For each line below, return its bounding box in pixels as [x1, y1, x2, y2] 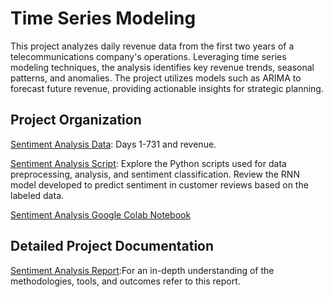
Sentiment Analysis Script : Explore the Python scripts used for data [10, 157, 287, 169]
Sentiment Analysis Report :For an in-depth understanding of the [10, 264, 275, 276]
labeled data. [10, 189, 65, 201]
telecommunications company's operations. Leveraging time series [10, 50, 287, 62]
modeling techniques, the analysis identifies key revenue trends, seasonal [10, 61, 315, 73]
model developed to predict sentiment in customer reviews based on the [10, 178, 309, 191]
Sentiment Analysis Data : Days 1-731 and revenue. [10, 138, 217, 150]
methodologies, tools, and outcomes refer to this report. [10, 275, 241, 287]
